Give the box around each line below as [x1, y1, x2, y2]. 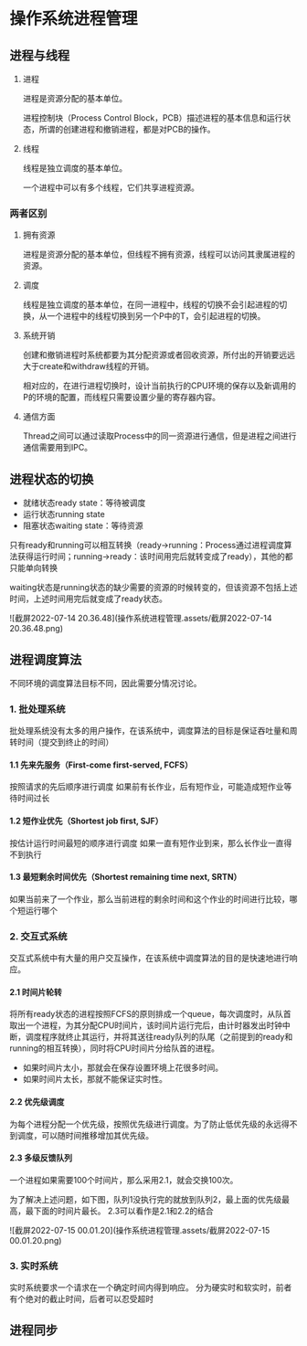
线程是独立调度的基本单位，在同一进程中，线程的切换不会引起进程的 [22, 299, 280, 311]
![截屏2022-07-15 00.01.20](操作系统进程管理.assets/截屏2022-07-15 [9, 1224, 270, 1235]
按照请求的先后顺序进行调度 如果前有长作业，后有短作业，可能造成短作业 [9, 781, 284, 792]
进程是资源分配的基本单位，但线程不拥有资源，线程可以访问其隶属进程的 [22, 249, 295, 260]
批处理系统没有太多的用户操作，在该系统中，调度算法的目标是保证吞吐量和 [9, 726, 290, 737]
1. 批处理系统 [9, 703, 66, 715]
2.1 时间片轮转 [9, 986, 62, 997]
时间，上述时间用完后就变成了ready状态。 [9, 593, 167, 604]
